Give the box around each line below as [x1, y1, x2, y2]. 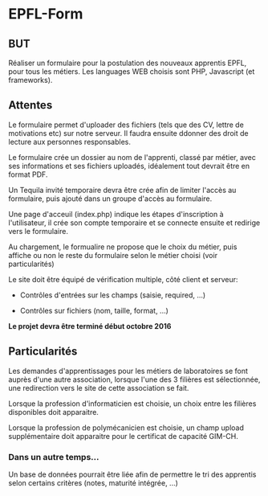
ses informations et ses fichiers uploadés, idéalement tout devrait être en [8, 161, 250, 170]
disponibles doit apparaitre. [8, 407, 99, 416]
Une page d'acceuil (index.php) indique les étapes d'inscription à [8, 209, 224, 219]
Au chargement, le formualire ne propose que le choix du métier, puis [8, 242, 238, 252]
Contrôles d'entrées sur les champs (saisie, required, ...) [19, 290, 206, 300]
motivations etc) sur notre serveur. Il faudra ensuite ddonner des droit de [8, 128, 249, 137]
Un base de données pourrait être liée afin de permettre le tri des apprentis [8, 469, 257, 479]
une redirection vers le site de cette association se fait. [8, 383, 189, 392]
